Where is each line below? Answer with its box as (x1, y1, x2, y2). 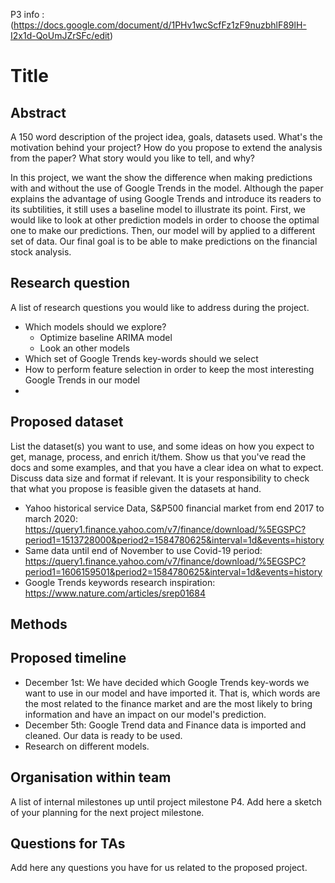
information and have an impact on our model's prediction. (24, 708, 267, 720)
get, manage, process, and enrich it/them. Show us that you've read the (10, 450, 307, 463)
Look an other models (39, 342, 130, 354)
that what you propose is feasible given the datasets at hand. (10, 482, 262, 494)
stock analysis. (10, 246, 72, 258)
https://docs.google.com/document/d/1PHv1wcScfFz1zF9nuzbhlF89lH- (13, 19, 307, 31)
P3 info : (10, 9, 45, 20)
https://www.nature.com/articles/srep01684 (24, 587, 206, 599)
